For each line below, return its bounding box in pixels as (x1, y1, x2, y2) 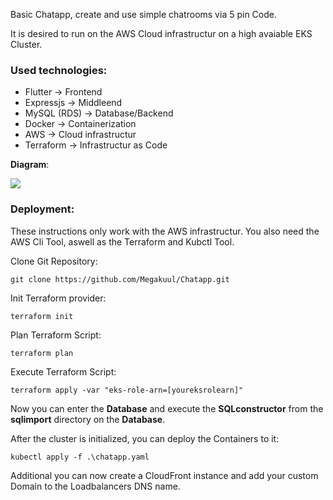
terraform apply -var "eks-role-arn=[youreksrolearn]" (10, 385, 244, 395)
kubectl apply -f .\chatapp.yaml (10, 452, 150, 462)
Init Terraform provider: (10, 292, 107, 304)
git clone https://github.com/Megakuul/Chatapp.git (10, 274, 230, 284)
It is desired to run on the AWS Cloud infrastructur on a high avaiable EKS (10, 28, 313, 39)
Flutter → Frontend (24, 86, 103, 98)
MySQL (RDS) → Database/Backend (24, 107, 174, 119)
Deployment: (10, 202, 75, 216)
